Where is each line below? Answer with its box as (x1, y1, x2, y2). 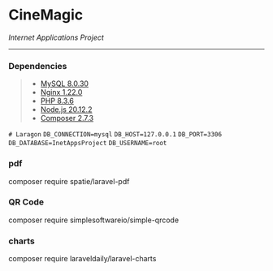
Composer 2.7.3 (40, 114, 94, 123)
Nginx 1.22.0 (40, 88, 83, 97)
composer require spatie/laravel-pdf (8, 176, 130, 186)
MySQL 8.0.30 (40, 79, 89, 88)
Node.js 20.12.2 (40, 105, 93, 114)
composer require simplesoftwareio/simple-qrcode (8, 215, 180, 225)
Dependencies (8, 60, 67, 71)
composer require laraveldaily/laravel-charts (8, 254, 157, 264)
